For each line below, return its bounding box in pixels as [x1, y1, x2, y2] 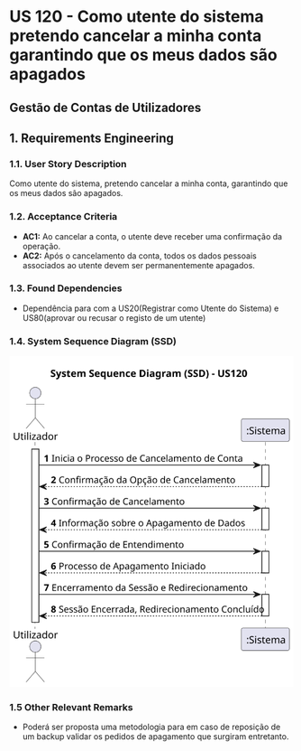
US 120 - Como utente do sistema [9, 6, 264, 27]
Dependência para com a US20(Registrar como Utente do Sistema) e [22, 303, 279, 314]
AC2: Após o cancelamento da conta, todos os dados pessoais [22, 250, 257, 261]
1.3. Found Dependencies [9, 282, 123, 295]
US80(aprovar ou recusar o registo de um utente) [22, 312, 206, 323]
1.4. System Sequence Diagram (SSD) [9, 334, 178, 347]
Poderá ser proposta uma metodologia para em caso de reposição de [22, 721, 281, 733]
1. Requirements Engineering [9, 130, 174, 146]
